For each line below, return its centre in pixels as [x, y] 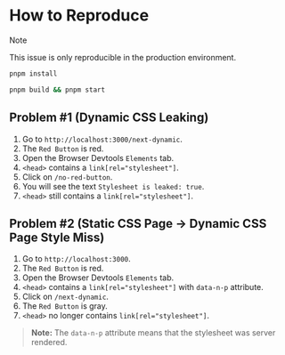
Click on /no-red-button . [67, 177]
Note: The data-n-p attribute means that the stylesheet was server [153, 333]
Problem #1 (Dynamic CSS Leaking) [109, 118]
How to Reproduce [79, 16]
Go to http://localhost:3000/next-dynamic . [102, 139]
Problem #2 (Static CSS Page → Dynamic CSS [138, 223]
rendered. [49, 343]
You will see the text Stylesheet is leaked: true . [113, 186]
